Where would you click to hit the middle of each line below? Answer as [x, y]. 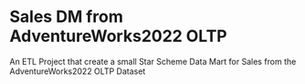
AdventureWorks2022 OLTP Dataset [78, 71]
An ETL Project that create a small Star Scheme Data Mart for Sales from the [153, 61]
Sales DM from [66, 17]
